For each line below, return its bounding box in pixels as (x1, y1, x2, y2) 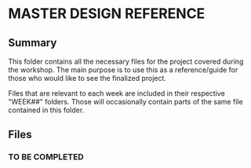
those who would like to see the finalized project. (8, 74, 167, 82)
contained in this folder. (8, 105, 85, 115)
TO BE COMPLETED (8, 152, 84, 163)
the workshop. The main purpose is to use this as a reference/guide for (8, 65, 238, 75)
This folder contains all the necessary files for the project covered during (8, 57, 244, 66)
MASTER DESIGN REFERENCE (8, 5, 206, 23)
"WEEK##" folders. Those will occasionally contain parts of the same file (8, 97, 243, 106)
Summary (8, 36, 57, 49)
